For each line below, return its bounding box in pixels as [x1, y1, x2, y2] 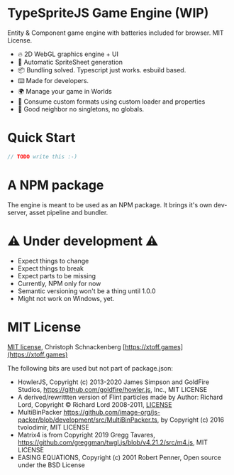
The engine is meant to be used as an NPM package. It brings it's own [7, 200, 213, 209]
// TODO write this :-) [7, 153, 78, 160]
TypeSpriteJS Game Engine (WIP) [7, 5, 209, 21]
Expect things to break [17, 264, 84, 273]
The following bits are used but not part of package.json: [7, 364, 174, 372]
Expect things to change [17, 256, 89, 265]
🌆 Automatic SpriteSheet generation [17, 58, 123, 66]
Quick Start [7, 130, 76, 146]
